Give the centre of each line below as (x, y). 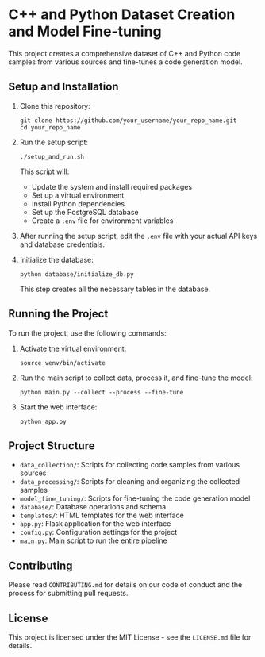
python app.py (43, 421)
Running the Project (58, 314)
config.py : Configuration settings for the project (98, 532)
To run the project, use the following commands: (87, 333)
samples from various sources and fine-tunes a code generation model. (126, 62)
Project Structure (52, 446)
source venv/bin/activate (62, 363)
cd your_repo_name (50, 127)
